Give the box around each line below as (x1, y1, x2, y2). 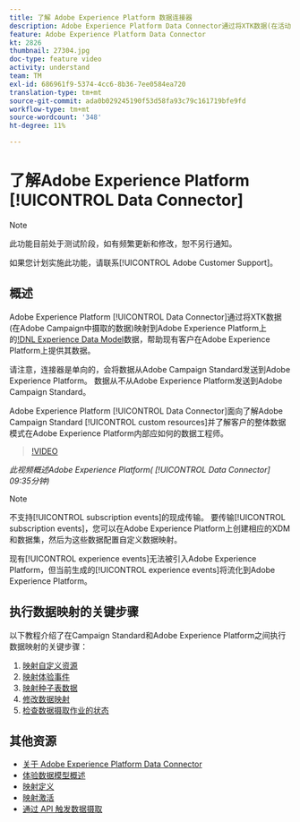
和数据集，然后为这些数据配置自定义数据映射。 (9, 534, 182, 544)
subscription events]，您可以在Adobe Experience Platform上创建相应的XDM (9, 523, 291, 534)
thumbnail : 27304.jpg (9, 47, 90, 56)
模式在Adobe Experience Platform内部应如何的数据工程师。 (9, 427, 228, 439)
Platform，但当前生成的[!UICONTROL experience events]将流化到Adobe (9, 564, 276, 575)
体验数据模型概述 (21, 770, 86, 781)
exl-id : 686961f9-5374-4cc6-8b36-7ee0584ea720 (9, 80, 186, 89)
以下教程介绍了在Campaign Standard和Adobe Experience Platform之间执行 (9, 629, 287, 640)
